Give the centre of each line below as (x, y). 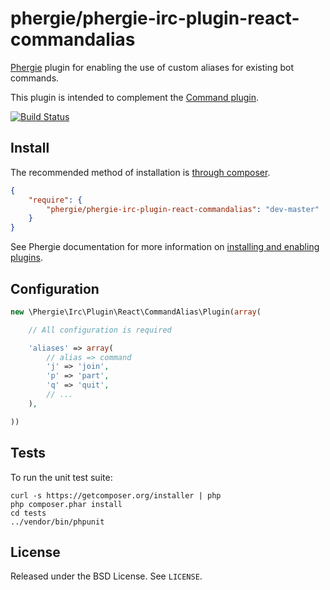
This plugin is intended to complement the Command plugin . (135, 97)
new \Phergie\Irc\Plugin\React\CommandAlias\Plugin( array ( (136, 312)
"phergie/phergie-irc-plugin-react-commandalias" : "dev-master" (183, 209)
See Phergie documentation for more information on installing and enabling (165, 247)
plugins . (26, 258)
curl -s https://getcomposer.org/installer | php (116, 495)
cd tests (28, 513)
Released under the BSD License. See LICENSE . (106, 576)
